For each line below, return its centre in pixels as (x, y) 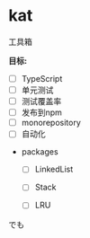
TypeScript (42, 78)
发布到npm (41, 112)
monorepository (51, 123)
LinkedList (54, 169)
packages (40, 152)
